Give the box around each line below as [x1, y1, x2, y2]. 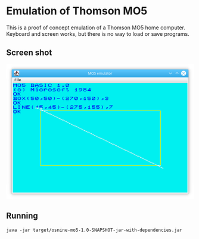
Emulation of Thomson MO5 [6, 4, 148, 18]
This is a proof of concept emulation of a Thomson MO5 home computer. [6, 24, 186, 31]
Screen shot [6, 48, 52, 58]
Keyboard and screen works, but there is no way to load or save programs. [6, 30, 189, 37]
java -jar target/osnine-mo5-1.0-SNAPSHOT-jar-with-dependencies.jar [6, 227, 183, 234]
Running [6, 211, 39, 221]
